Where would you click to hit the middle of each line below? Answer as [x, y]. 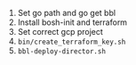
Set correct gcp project [60, 32]
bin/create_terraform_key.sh [72, 42]
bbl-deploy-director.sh [62, 52]
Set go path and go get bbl [67, 13]
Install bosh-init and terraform [72, 22]
